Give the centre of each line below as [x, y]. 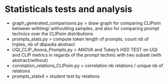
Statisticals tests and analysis [69, 9]
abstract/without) [30, 60]
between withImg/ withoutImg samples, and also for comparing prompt [86, 28]
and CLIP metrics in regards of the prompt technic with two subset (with [87, 55]
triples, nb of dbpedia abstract [43, 44]
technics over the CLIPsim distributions [53, 33]
